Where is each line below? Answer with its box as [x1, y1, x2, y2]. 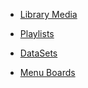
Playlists [19, 28, 55, 39]
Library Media [19, 9, 78, 20]
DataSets [19, 47, 58, 59]
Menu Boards [19, 67, 76, 78]
